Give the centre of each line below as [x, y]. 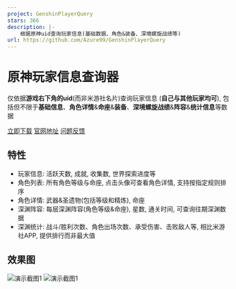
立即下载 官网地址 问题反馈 [46, 131]
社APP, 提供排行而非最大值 [56, 235]
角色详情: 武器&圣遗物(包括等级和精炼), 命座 [81, 200]
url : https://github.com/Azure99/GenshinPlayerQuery [87, 40]
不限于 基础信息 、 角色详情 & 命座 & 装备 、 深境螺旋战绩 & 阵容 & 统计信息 [117, 107]
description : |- [31, 27]
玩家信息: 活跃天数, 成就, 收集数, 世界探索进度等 [87, 173]
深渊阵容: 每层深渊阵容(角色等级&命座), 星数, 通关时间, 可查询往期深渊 [119, 208]
